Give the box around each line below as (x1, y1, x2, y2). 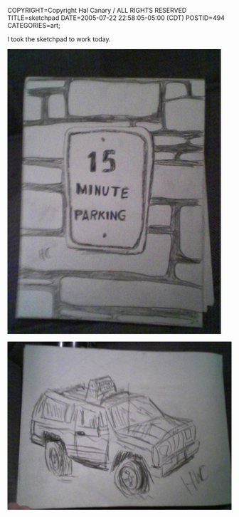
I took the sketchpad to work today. (7, 35, 112, 43)
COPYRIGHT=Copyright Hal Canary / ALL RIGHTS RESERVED (7, 6, 187, 14)
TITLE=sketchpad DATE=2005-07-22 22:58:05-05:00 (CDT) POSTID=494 (7, 14, 225, 22)
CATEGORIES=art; (7, 21, 60, 29)
